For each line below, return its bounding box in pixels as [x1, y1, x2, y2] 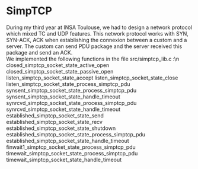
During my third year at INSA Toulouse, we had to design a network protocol [6, 24, 193, 31]
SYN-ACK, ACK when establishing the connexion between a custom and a [6, 36, 187, 43]
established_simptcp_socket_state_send [6, 111, 104, 119]
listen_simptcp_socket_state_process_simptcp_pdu [6, 80, 130, 87]
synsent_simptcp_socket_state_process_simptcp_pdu [6, 87, 137, 94]
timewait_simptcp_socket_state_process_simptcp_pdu [6, 149, 138, 157]
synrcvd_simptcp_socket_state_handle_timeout [6, 106, 121, 113]
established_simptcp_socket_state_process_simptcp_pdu [6, 130, 146, 138]
